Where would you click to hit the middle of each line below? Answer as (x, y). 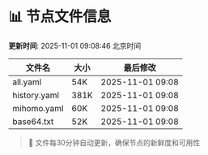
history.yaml (36, 95)
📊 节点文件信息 (60, 17)
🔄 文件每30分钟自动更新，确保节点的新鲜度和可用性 (114, 142)
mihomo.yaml (38, 108)
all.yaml (27, 82)
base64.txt (33, 121)
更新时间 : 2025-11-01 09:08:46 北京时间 (75, 45)
